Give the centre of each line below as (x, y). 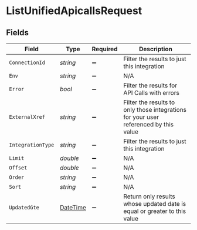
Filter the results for (150, 85)
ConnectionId (27, 63)
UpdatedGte (24, 207)
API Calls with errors (151, 93)
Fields (18, 33)
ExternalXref (27, 117)
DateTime (73, 207)
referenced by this (148, 124)
